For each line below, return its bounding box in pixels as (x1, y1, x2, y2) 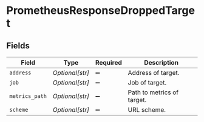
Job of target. (127, 79, 167, 86)
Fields (6, 40, 30, 51)
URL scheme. (127, 106, 166, 114)
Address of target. (127, 69, 180, 77)
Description (143, 59, 179, 66)
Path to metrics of (127, 88, 179, 97)
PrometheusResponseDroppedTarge (6, 4, 195, 18)
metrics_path (9, 93, 47, 100)
